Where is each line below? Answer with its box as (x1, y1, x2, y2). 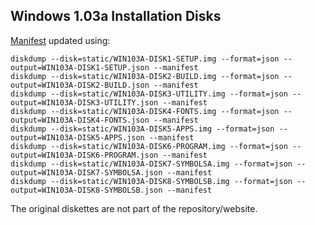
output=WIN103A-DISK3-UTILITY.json (10, 97, 159, 108)
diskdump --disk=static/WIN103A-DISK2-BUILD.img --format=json (10, 71, 280, 81)
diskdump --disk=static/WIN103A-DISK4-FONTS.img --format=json (10, 106, 280, 116)
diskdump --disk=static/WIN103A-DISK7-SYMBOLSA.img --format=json (10, 159, 293, 169)
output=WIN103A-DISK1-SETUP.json (10, 62, 150, 73)
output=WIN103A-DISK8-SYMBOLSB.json (10, 185, 163, 195)
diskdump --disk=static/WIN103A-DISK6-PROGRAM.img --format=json (10, 141, 288, 151)
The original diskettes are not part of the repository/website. (10, 202, 258, 214)
